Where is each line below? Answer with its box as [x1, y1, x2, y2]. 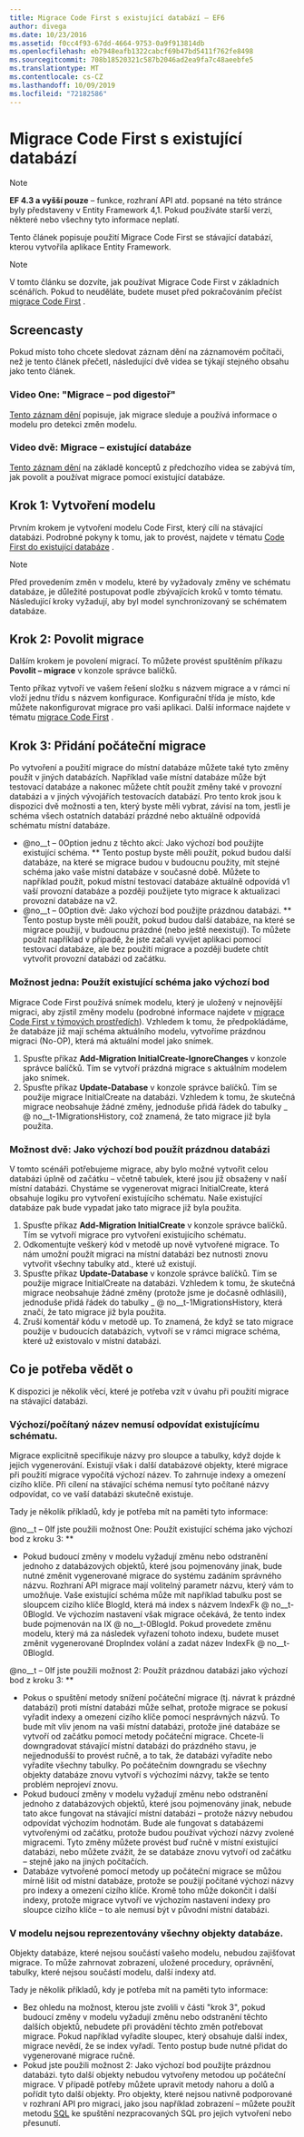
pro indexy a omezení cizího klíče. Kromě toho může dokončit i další [22, 1885, 277, 1896]
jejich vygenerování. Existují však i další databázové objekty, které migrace [9, 1459, 289, 1470]
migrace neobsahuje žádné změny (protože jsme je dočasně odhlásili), [22, 1287, 288, 1298]
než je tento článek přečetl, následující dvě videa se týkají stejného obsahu [9, 356, 289, 368]
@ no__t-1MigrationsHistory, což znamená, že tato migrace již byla [22, 1111, 271, 1122]
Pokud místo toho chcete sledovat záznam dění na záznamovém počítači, [9, 347, 284, 358]
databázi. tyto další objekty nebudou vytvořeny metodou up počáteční [22, 2070, 286, 2081]
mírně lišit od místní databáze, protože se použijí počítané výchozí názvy [22, 1875, 295, 1886]
